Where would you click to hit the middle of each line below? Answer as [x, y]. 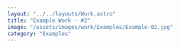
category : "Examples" [39, 34]
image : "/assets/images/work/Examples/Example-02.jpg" [90, 27]
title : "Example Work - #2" [49, 20]
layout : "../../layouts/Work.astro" [62, 14]
